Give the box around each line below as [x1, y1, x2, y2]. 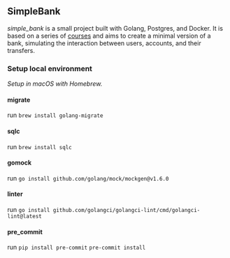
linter [7, 190, 23, 198]
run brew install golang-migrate [7, 111, 103, 119]
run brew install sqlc [7, 142, 72, 151]
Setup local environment [7, 63, 93, 73]
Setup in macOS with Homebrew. [7, 79, 103, 88]
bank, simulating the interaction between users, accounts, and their [7, 38, 201, 47]
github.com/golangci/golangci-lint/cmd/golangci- [52, 206, 201, 213]
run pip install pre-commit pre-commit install [7, 243, 146, 252]
